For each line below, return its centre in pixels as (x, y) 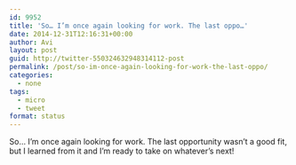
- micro (32, 100)
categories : (31, 75)
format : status (37, 116)
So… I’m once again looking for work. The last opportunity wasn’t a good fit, (148, 142)
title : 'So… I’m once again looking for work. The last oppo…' (129, 26)
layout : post (33, 51)
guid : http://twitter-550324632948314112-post (97, 59)
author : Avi (31, 42)
